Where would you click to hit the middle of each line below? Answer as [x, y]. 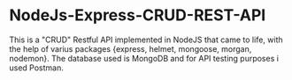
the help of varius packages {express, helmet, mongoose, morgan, [131, 48]
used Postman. [36, 68]
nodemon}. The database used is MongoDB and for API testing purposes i [144, 58]
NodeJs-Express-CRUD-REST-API [138, 15]
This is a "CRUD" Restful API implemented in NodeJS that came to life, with [146, 40]
